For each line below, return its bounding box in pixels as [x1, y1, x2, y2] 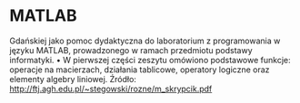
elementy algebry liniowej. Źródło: [9, 73, 136, 84]
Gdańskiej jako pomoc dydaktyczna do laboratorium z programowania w [9, 35, 281, 46]
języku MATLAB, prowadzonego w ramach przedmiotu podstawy [9, 44, 253, 55]
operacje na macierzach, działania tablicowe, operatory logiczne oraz [9, 64, 270, 75]
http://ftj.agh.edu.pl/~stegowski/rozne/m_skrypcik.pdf [9, 83, 213, 94]
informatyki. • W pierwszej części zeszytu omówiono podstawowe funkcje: [9, 54, 291, 65]
